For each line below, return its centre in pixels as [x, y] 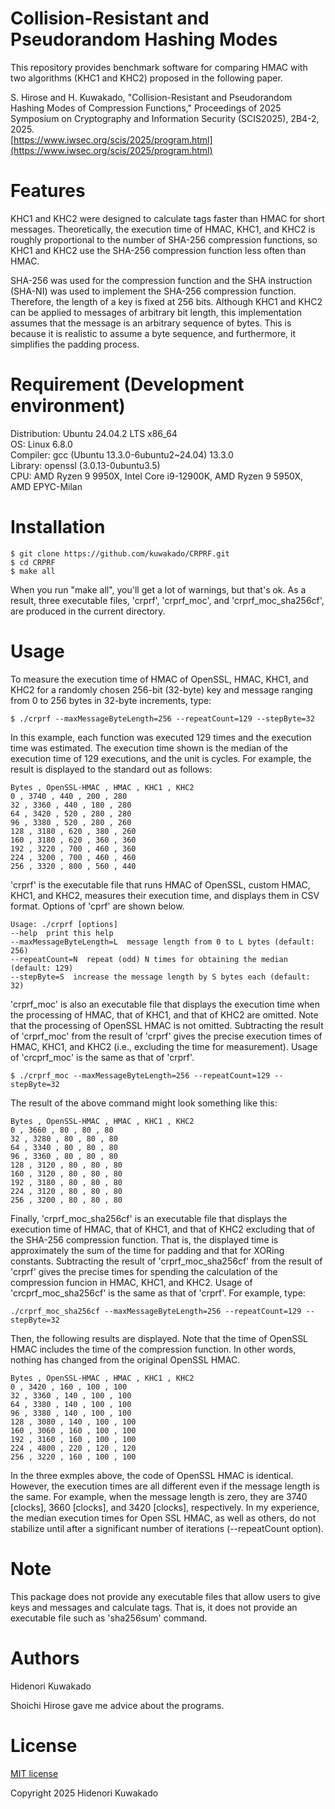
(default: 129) [42, 968]
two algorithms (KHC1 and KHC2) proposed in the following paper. [146, 78]
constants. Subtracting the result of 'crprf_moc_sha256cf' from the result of [166, 1261]
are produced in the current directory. [88, 611]
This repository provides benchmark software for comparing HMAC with [159, 67]
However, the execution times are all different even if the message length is [165, 1486]
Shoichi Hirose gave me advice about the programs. [117, 1705]
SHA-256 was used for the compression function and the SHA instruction [161, 280]
